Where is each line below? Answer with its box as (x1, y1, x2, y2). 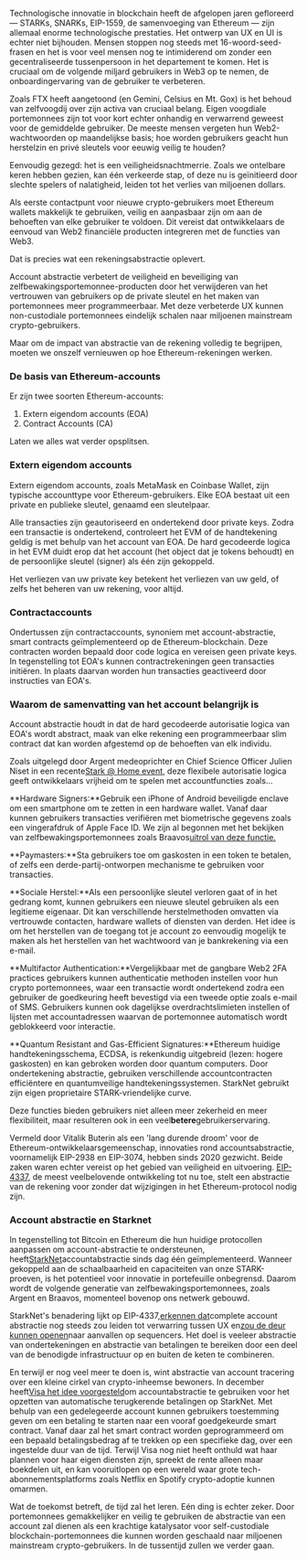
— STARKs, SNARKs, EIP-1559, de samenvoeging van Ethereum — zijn (9, 17, 275, 28)
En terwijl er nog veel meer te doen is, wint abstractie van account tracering (9, 1367, 295, 1378)
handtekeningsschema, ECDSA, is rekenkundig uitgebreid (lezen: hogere (9, 1049, 283, 1060)
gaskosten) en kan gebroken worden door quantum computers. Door (9, 1058, 269, 1069)
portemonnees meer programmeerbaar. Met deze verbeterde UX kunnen (9, 301, 284, 311)
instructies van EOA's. (9, 675, 92, 686)
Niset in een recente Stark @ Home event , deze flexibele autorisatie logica (9, 765, 287, 776)
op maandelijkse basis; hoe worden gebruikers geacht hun (68, 133, 289, 143)
